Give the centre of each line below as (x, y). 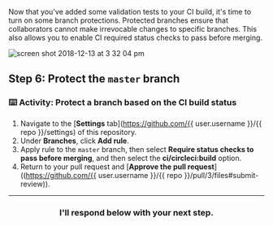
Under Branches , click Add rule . (75, 141)
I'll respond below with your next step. (136, 212)
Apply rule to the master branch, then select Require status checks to (137, 149)
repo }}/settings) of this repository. (78, 132)
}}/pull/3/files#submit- (221, 175)
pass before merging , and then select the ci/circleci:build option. (131, 158)
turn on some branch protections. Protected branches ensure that (119, 20)
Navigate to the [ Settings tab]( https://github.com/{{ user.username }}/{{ (141, 123)
